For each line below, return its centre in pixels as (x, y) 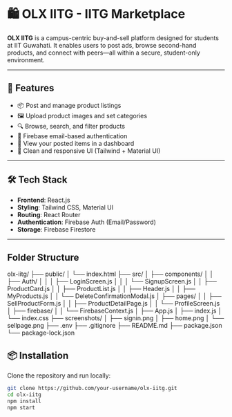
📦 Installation (38, 355)
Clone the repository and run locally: (59, 376)
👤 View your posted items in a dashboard (76, 143)
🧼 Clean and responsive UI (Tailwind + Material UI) (89, 151)
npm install (24, 401)
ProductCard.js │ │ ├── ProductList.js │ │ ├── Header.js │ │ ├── (101, 289)
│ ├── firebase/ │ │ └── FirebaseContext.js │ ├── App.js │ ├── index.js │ (115, 311)
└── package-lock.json (41, 333)
